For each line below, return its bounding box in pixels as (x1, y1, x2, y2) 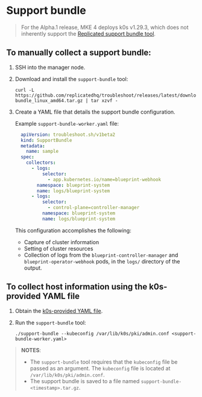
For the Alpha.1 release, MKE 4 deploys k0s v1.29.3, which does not (21, 24, 189, 31)
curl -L (14, 87, 34, 93)
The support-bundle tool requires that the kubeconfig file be (30, 358, 178, 366)
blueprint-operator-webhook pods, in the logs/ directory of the (24, 257, 180, 265)
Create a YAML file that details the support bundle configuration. (14, 108, 176, 115)
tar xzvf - (90, 97, 118, 103)
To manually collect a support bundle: (6, 48, 152, 58)
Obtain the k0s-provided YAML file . (14, 307, 103, 314)
